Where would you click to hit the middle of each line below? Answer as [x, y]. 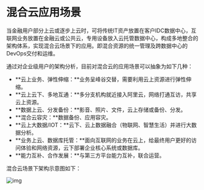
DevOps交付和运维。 [33, 53]
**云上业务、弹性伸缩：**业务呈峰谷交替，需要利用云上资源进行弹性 [100, 79]
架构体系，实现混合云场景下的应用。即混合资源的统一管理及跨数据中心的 [97, 46]
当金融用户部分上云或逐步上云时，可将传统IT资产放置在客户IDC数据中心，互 [101, 30]
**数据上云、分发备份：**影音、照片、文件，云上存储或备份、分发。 [100, 110]
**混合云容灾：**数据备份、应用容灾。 [63, 117]
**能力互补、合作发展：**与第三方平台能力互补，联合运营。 [90, 155]
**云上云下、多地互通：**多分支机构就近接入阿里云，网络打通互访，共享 [106, 94]
